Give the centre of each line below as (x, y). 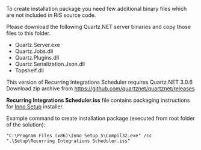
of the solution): (26, 125)
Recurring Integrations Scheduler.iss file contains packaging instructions (98, 100)
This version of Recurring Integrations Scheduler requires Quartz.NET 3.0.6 (100, 82)
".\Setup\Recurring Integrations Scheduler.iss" (68, 141)
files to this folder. (29, 33)
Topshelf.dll (29, 70)
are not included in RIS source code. (51, 15)
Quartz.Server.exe (37, 45)
